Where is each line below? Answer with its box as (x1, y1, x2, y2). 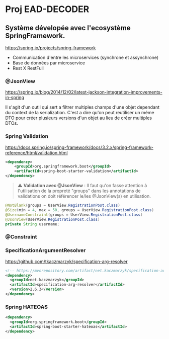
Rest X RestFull (12, 65, 44, 71)
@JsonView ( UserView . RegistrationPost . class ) (5, 217, 100, 222)
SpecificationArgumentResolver (5, 247, 86, 254)
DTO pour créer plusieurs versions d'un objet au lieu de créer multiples (5, 115, 152, 121)
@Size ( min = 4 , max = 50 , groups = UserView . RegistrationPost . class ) (5, 207, 154, 212)
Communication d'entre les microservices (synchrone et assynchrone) (12, 54, 159, 60)
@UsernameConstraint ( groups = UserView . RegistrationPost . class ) (5, 212, 143, 217)
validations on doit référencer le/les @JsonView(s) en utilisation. (17, 193, 151, 199)
